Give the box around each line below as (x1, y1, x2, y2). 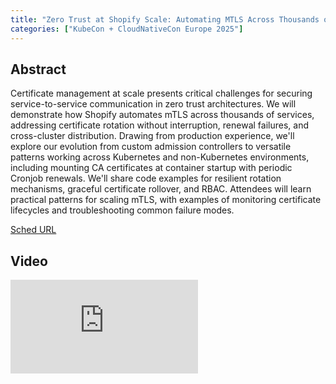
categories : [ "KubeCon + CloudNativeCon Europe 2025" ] (10, 24, 244, 34)
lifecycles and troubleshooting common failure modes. (10, 204, 235, 216)
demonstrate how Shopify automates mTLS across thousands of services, (10, 109, 315, 121)
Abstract (10, 61, 67, 78)
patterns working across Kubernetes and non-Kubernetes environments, (10, 151, 310, 163)
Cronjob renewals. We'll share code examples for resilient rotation (10, 172, 282, 185)
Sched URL (10, 224, 57, 236)
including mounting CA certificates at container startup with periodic (10, 162, 293, 174)
